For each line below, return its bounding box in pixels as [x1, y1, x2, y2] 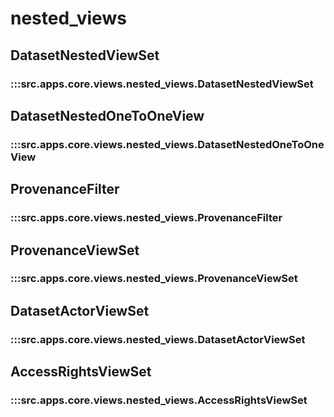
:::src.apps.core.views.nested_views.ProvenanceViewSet [10, 272, 298, 286]
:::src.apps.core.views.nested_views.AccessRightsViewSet [10, 393, 308, 407]
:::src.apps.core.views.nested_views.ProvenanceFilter [10, 211, 283, 225]
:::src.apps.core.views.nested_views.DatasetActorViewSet [10, 332, 306, 346]
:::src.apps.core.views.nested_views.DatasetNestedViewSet [10, 77, 314, 91]
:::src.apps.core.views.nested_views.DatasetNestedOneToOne [10, 137, 325, 151]
